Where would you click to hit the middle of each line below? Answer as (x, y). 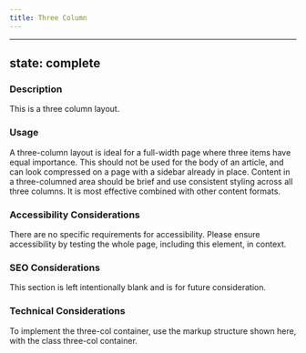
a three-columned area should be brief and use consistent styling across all (151, 181)
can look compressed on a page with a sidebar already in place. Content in (150, 171)
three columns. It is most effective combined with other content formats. (145, 191)
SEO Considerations (55, 267)
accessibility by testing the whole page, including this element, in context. (148, 244)
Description (36, 89)
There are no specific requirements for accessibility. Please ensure (135, 234)
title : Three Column (49, 18)
